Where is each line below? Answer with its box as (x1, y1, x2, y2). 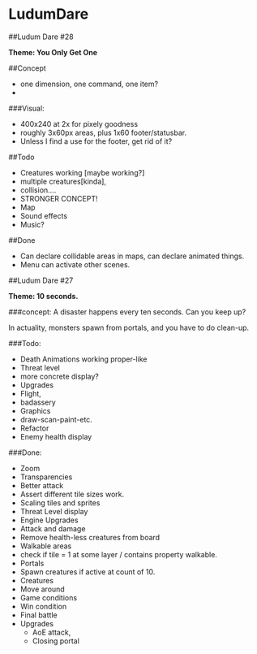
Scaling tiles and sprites (19, 497, 101, 508)
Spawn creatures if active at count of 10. (19, 566, 156, 577)
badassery (19, 397, 57, 407)
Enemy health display (19, 431, 92, 441)
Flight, (19, 388, 42, 398)
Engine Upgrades (19, 515, 79, 525)
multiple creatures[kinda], (19, 176, 107, 186)
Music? (19, 219, 45, 229)
